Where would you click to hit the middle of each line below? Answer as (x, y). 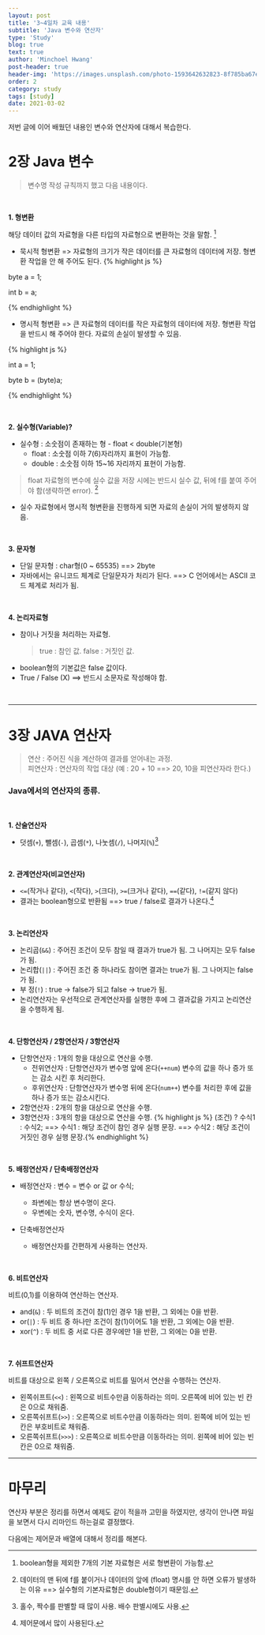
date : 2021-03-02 (37, 103)
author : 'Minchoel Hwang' (50, 60)
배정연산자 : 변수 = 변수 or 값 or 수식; (77, 1186)
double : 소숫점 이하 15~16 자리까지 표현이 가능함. (108, 463)
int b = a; (22, 292)
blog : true (26, 45)
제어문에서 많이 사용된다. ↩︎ (62, 1622)
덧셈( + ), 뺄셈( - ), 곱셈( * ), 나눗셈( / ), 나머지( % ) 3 (89, 842)
